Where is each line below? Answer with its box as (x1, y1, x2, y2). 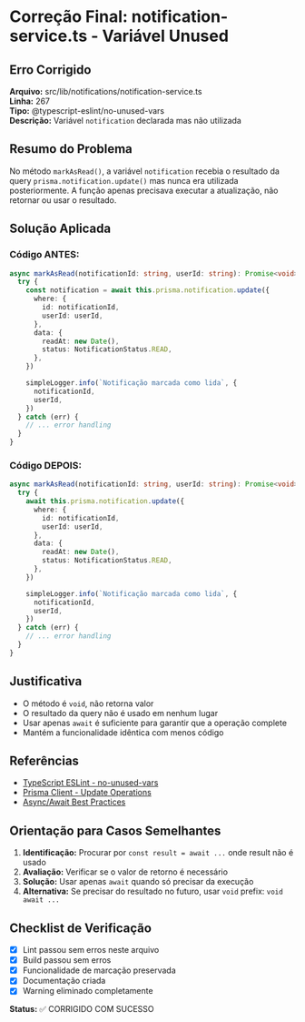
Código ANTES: (9, 248, 80, 261)
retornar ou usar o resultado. (9, 194, 117, 206)
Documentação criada (22, 976, 106, 987)
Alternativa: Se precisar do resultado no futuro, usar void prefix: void (22, 885, 283, 897)
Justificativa (9, 673, 83, 689)
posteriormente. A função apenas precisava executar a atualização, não (9, 185, 279, 196)
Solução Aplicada (9, 221, 112, 237)
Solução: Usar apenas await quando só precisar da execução (22, 876, 254, 887)
